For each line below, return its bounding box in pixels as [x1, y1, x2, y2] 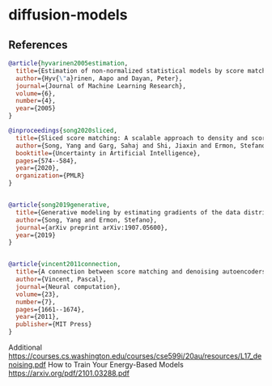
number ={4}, [15, 97, 57, 105]
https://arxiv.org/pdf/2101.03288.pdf [8, 368, 130, 378]
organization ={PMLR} [15, 172, 85, 180]
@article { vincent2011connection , [8, 261, 121, 269]
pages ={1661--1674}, [15, 305, 85, 313]
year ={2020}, [15, 164, 60, 172]
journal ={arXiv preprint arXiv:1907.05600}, [15, 223, 168, 231]
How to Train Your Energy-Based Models [48, 360, 184, 369]
